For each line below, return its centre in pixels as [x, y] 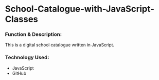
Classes [22, 19]
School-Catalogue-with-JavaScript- [80, 9]
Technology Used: [27, 58]
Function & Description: [34, 34]
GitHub [19, 73]
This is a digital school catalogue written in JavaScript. [60, 45]
